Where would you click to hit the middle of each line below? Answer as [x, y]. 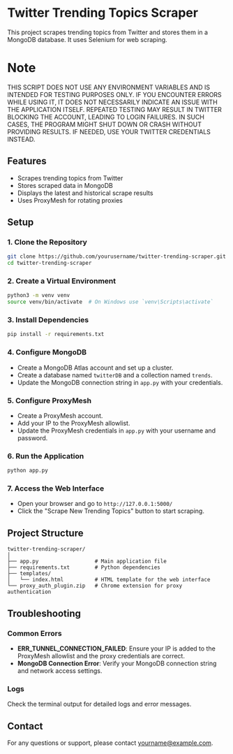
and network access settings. [60, 670]
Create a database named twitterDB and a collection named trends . [115, 375]
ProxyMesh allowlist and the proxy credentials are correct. [101, 655]
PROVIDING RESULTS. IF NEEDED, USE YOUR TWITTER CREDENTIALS [109, 131]
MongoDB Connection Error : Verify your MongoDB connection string [117, 663]
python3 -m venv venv [39, 296]
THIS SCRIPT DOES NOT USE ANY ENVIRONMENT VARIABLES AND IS [109, 87]
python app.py [28, 471]
